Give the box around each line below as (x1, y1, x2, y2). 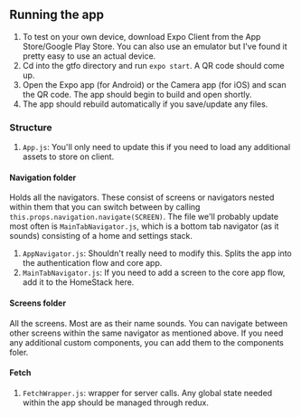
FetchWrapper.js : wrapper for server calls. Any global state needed (22, 387, 273, 398)
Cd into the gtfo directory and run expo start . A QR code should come (22, 60, 285, 71)
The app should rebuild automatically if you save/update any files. (22, 99, 268, 109)
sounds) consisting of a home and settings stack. (9, 231, 193, 242)
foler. (9, 346, 29, 357)
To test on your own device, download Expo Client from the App (22, 31, 261, 42)
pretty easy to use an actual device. (22, 50, 156, 62)
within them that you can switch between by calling (9, 202, 201, 213)
